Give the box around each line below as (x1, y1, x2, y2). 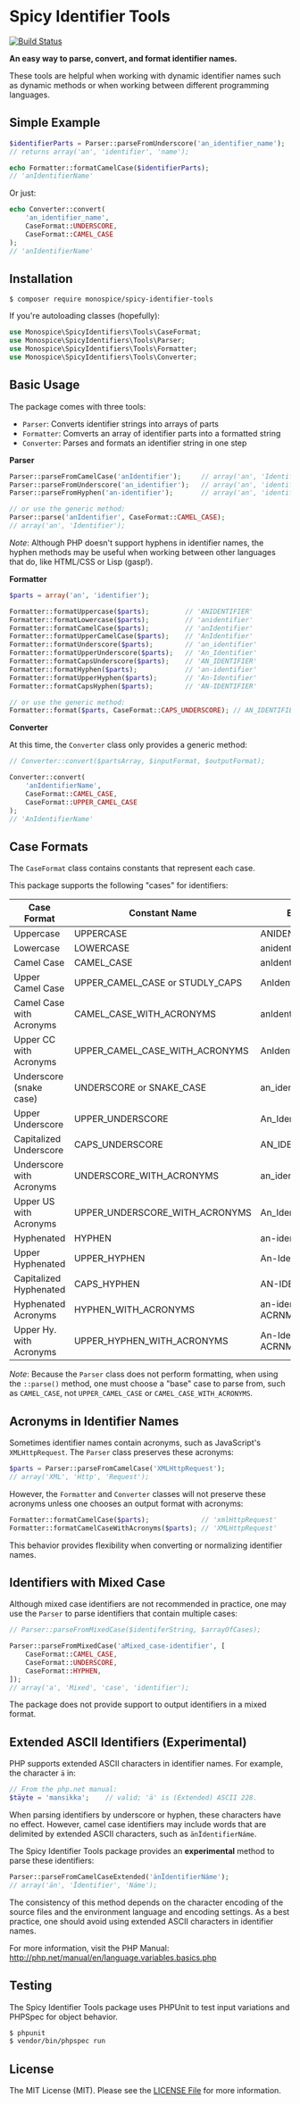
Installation (9, 270, 73, 287)
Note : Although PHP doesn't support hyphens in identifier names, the (9, 537, 264, 548)
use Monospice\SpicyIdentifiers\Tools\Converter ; (9, 353, 198, 362)
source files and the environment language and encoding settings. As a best (9, 1906, 290, 1917)
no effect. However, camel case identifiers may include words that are (9, 1819, 267, 1829)
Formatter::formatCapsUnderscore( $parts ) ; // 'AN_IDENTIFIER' (9, 657, 257, 666)
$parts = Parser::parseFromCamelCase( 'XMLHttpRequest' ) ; (9, 1464, 226, 1473)
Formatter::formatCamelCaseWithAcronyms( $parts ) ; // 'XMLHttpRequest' (9, 1524, 278, 1533)
